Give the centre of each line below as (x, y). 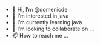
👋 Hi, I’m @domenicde (40, 9)
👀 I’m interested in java (40, 16)
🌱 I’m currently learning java (47, 22)
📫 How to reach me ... (40, 36)
